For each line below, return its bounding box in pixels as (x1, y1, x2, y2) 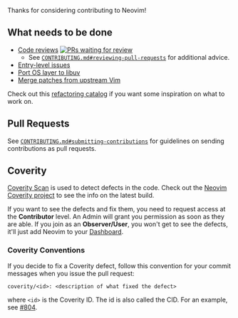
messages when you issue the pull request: (7, 269, 135, 277)
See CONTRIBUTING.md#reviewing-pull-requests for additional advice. (28, 53, 230, 61)
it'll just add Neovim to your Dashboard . (7, 228, 124, 236)
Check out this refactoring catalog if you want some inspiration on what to (7, 89, 225, 98)
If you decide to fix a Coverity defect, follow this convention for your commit (7, 261, 232, 270)
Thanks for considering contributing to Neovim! (7, 6, 147, 14)
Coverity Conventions (7, 245, 86, 255)
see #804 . (7, 302, 38, 312)
